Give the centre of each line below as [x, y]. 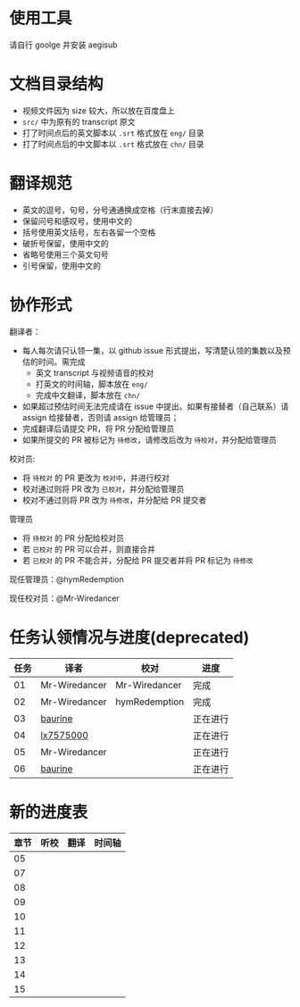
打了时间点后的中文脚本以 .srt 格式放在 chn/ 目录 [113, 144]
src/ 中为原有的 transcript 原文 [79, 121]
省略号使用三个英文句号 [65, 254]
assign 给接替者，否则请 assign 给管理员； [100, 417]
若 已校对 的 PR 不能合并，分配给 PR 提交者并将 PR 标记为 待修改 [137, 560]
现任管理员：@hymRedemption [67, 579]
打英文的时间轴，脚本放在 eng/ [92, 384]
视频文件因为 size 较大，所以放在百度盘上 [99, 110]
